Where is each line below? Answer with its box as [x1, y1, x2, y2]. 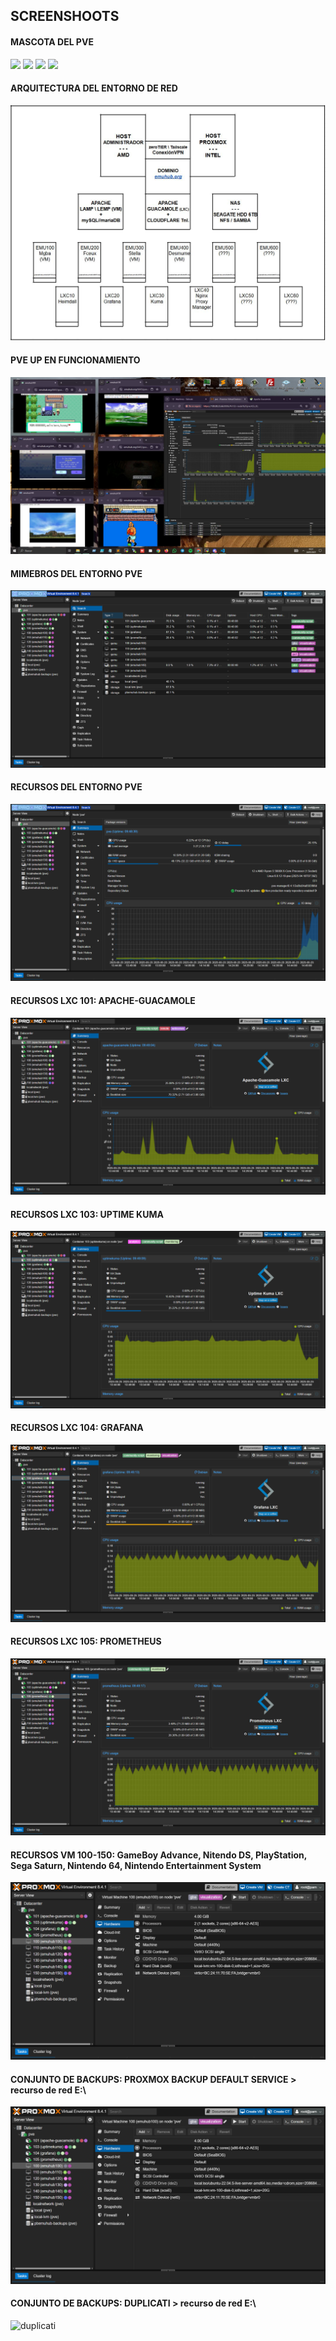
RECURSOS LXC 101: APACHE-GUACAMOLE [10, 995, 196, 1007]
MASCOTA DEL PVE [10, 35, 94, 48]
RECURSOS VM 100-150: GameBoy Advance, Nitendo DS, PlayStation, [10, 1849, 308, 1861]
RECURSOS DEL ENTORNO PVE [10, 781, 143, 793]
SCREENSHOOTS [10, 8, 120, 25]
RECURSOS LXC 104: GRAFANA [10, 1422, 144, 1434]
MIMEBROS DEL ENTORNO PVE [10, 567, 143, 579]
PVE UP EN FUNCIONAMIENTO [10, 354, 141, 366]
